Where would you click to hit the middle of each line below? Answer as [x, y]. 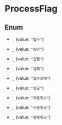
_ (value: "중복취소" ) [31, 117]
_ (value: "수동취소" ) [31, 107]
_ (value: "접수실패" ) [31, 78]
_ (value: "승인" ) [28, 49]
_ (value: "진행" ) [28, 59]
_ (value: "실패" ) [28, 69]
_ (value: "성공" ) [28, 88]
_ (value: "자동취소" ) [31, 98]
